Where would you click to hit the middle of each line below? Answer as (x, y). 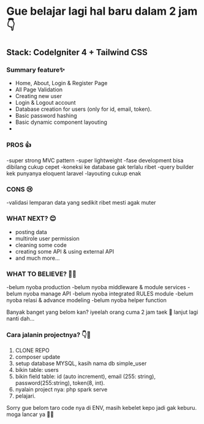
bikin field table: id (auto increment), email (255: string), (85, 377)
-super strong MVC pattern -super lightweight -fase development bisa (95, 161)
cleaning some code (41, 245)
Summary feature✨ (36, 70)
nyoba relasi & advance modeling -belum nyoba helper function (86, 300)
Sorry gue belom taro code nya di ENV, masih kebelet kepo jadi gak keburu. (102, 408)
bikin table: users (37, 370)
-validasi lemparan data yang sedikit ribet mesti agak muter (81, 203)
